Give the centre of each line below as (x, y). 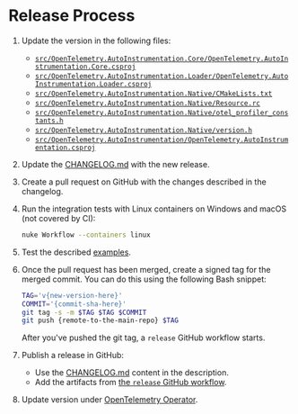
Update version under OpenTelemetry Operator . (110, 400)
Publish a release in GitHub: (73, 355)
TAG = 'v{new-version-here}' (72, 295)
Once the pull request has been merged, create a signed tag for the (146, 269)
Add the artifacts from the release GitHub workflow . (131, 382)
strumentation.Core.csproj (85, 67)
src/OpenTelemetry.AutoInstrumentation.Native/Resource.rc (148, 103)
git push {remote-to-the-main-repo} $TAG (100, 320)
